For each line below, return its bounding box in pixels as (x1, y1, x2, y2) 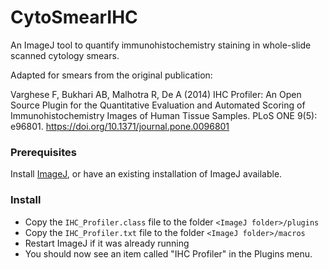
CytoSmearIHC (10, 6, 138, 29)
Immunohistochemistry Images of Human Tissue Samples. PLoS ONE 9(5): (10, 109, 318, 121)
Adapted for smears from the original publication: (10, 69, 213, 81)
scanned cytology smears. (10, 49, 120, 61)
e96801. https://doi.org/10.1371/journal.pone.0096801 (10, 120, 230, 132)
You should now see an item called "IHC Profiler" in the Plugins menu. (24, 247, 313, 260)
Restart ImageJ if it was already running (24, 237, 190, 249)
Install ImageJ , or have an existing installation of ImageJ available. (10, 168, 283, 180)
